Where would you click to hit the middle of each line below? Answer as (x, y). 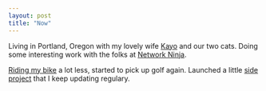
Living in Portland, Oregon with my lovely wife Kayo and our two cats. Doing (133, 45)
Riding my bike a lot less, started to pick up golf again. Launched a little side (133, 69)
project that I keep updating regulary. (69, 78)
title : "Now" (30, 23)
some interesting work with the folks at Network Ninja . (97, 54)
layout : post (30, 16)
